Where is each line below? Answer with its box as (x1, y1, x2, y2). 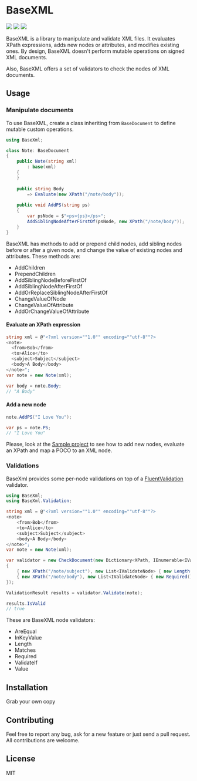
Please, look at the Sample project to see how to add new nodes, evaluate (6, 441, 185, 448)
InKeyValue (14, 634, 42, 641)
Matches (14, 647, 36, 654)
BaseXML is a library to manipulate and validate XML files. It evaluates (6, 35, 175, 42)
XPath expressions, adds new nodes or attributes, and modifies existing (6, 41, 179, 48)
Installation (6, 682, 48, 692)
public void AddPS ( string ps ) (16, 202, 91, 208)
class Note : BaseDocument (6, 147, 69, 153)
